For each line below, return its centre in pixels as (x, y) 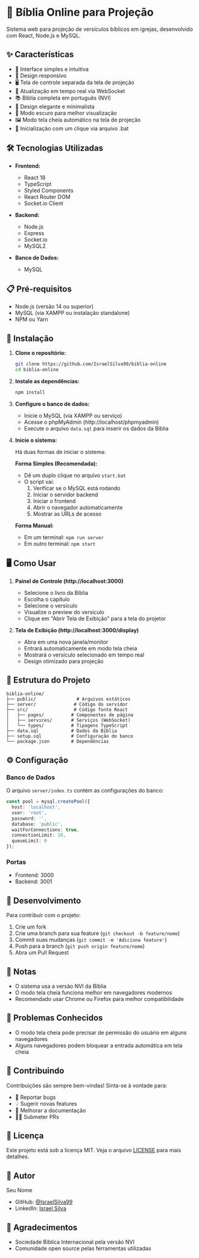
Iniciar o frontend (54, 501)
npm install (30, 392)
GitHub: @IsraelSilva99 (44, 1202)
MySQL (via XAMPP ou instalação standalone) (72, 313)
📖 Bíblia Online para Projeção (80, 12)
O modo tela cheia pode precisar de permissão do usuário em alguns (101, 1033)
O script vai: (39, 481)
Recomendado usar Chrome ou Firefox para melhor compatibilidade (99, 999)
